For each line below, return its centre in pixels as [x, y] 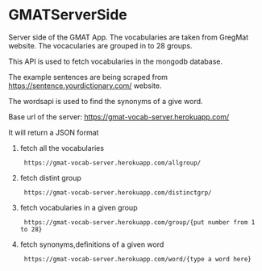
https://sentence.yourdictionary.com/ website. [85, 85]
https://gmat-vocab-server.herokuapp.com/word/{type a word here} [137, 259]
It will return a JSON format [54, 132]
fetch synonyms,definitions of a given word [92, 244]
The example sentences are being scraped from [88, 77]
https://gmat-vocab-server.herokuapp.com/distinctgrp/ [118, 192]
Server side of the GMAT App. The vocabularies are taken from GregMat [129, 37]
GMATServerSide [68, 15]
